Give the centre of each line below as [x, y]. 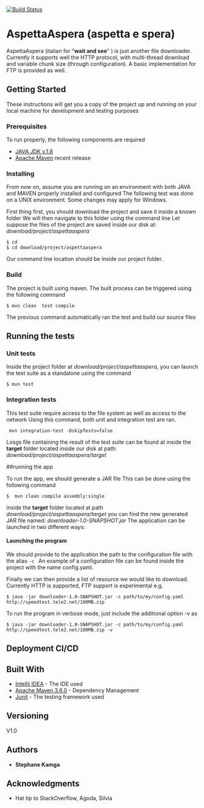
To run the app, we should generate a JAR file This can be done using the [98, 478]
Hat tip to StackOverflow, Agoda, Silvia [64, 798]
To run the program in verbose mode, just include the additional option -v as [102, 613]
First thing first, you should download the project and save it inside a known [101, 212]
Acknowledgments [43, 784]
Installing [20, 174]
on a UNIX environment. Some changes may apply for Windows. [87, 200]
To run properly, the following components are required [76, 140]
